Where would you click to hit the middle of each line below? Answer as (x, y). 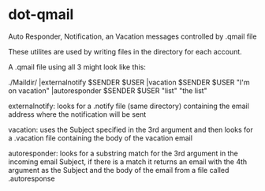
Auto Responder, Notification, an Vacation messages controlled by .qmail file (132, 36)
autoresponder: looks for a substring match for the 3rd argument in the (123, 153)
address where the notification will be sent (77, 114)
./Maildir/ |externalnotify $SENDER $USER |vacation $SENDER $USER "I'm (129, 82)
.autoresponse (32, 178)
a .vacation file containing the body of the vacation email (101, 138)
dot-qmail (41, 15)
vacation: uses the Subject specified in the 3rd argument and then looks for (131, 129)
